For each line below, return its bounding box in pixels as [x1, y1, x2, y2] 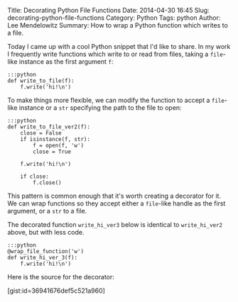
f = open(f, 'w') [33, 142, 84, 149]
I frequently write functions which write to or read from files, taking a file [7, 50, 224, 58]
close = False [20, 130, 62, 137]
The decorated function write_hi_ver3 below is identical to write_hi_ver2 [7, 220, 223, 229]
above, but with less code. [7, 228, 85, 236]
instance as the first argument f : [18, 57, 114, 66]
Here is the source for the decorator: [7, 273, 115, 281]
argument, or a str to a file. [7, 207, 87, 215]
